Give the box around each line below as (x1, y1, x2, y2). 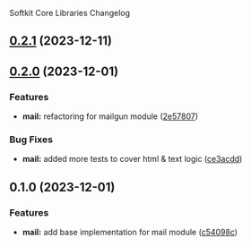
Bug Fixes (9, 133, 54, 146)
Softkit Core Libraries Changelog (9, 8, 131, 18)
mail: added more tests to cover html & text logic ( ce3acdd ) (22, 154, 243, 165)
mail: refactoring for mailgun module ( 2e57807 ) (22, 111, 199, 122)
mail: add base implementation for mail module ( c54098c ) (22, 227, 238, 238)
